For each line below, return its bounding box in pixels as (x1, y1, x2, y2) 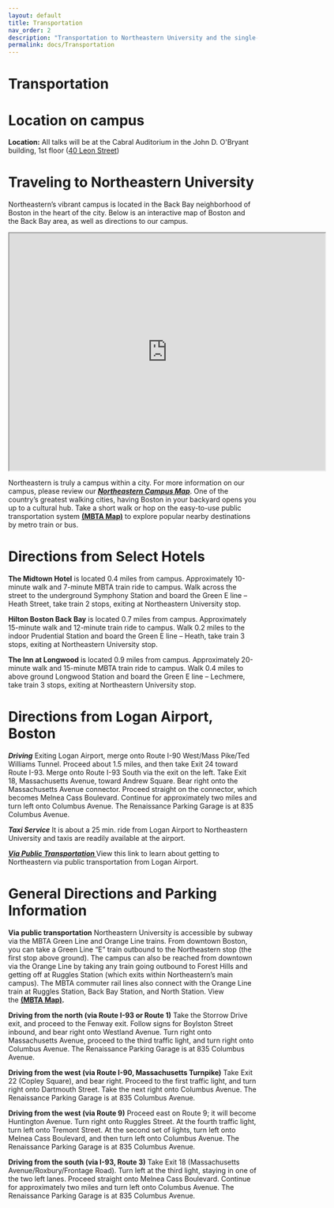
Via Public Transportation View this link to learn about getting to (8, 849, 220, 858)
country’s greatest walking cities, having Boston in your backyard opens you (8, 495, 257, 505)
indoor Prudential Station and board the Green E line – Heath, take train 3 (8, 631, 245, 641)
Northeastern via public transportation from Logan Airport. (8, 858, 199, 867)
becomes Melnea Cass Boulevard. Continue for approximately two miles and (8, 793, 257, 803)
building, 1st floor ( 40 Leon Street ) (8, 146, 120, 155)
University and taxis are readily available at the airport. (8, 834, 186, 843)
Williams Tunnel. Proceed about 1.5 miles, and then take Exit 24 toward (8, 759, 238, 769)
